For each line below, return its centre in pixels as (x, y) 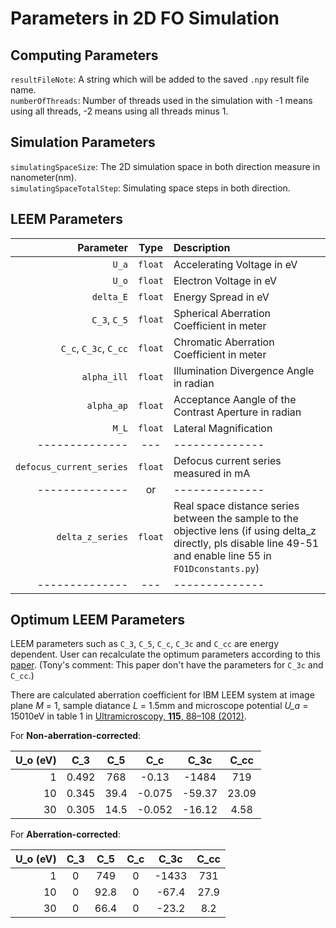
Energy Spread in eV (221, 297)
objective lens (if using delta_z (245, 530)
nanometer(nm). (43, 177)
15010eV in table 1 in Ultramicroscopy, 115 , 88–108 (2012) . (128, 716)
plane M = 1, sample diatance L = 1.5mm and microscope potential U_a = (159, 706)
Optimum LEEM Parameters (98, 620)
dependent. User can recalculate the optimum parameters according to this (165, 654)
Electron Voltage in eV (225, 280)
